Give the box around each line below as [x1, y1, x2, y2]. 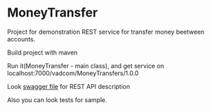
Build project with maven [7, 48, 78, 57]
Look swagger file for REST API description [7, 82, 130, 90]
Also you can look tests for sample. [7, 95, 107, 104]
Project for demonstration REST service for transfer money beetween [7, 28, 205, 36]
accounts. [7, 34, 36, 43]
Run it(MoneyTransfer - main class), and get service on [7, 61, 165, 70]
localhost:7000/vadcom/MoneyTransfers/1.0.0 [7, 69, 139, 77]
